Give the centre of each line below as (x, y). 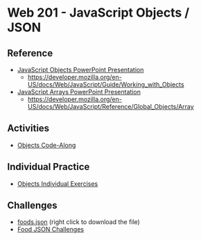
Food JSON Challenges (51, 230)
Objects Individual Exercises (58, 183)
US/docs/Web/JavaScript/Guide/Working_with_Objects (106, 84)
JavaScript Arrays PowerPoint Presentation (79, 92)
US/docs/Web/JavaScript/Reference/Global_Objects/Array (111, 106)
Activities (28, 129)
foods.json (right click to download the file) (78, 222)
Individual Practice (49, 167)
